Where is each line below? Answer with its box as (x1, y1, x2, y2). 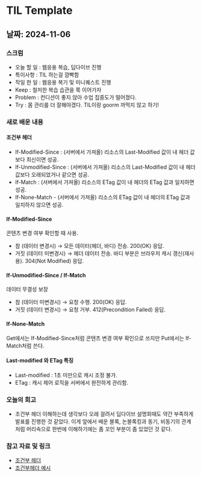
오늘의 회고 (6, 396, 37, 404)
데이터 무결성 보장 (6, 286, 48, 293)
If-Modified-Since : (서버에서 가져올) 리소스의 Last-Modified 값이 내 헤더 (14, 148, 189, 156)
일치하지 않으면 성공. (14, 201, 64, 208)
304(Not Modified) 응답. (25, 257, 84, 265)
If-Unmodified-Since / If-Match (6, 271, 86, 279)
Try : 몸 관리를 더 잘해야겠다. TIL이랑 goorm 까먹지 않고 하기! (14, 101, 159, 109)
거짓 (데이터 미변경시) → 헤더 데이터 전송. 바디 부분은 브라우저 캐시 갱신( (14, 250, 185, 257)
